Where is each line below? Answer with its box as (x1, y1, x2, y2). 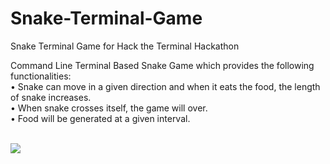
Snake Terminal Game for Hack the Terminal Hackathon (10, 40, 240, 52)
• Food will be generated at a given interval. (10, 112, 191, 124)
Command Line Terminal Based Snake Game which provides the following (10, 59, 315, 71)
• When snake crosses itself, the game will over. (10, 102, 208, 114)
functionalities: (10, 70, 72, 82)
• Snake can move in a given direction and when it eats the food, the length (10, 80, 321, 92)
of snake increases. (10, 91, 92, 103)
